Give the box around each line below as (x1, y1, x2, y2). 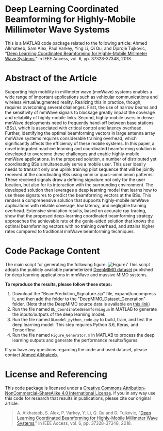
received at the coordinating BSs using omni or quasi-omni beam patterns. (5, 171, 154, 177)
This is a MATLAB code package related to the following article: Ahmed (5, 40, 147, 46)
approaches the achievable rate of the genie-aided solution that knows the (5, 218, 154, 224)
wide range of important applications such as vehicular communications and (5, 94, 158, 100)
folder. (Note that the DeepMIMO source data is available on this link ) (12, 301, 150, 307)
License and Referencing (5, 369, 108, 380)
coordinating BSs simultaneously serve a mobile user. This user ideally (5, 161, 147, 167)
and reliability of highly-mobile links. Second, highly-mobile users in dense (5, 114, 154, 120)
